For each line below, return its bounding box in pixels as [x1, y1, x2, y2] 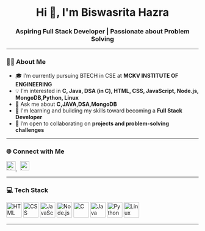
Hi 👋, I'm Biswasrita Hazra [35, 5, 170, 19]
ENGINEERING [15, 80, 52, 88]
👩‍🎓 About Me [6, 58, 46, 66]
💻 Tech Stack [6, 186, 49, 194]
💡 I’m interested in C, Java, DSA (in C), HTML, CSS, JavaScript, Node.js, [15, 87, 199, 94]
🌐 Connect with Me [6, 147, 65, 156]
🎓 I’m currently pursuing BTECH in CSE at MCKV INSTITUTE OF [15, 72, 179, 79]
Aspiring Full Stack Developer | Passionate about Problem [15, 27, 190, 36]
